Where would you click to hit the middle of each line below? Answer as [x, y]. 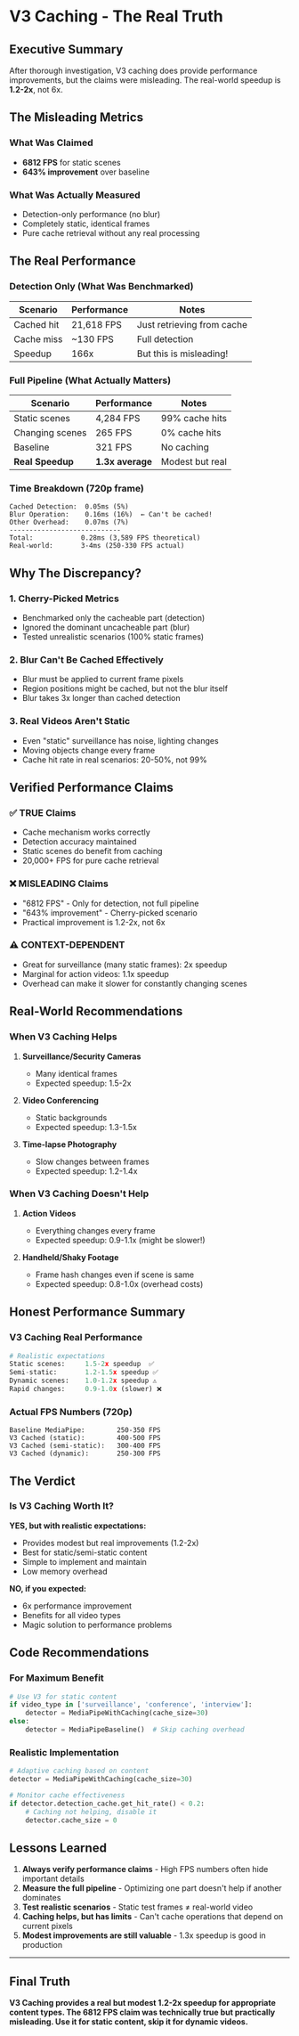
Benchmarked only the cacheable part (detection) [113, 617]
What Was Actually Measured [75, 195]
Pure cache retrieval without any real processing [111, 232]
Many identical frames [76, 1073]
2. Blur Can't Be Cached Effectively [87, 659]
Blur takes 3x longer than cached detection [101, 698]
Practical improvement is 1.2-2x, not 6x [94, 922]
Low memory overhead [65, 1571]
